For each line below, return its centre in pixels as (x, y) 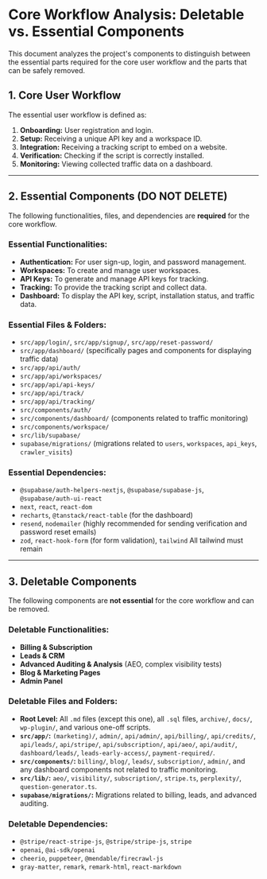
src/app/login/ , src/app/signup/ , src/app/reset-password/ (116, 342)
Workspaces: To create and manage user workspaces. (110, 270)
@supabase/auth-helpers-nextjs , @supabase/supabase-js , (112, 490)
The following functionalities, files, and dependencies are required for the (129, 216)
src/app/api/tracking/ (57, 402)
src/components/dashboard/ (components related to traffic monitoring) (134, 418)
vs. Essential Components (96, 31)
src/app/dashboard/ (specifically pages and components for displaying (135, 351)
